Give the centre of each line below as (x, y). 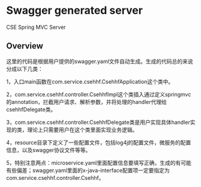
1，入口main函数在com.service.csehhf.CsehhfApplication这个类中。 (90, 81)
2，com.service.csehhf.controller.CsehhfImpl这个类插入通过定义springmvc (99, 94)
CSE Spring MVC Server (36, 27)
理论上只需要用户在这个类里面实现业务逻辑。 (82, 129)
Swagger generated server (74, 11)
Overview (25, 46)
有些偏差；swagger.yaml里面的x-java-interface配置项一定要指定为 (88, 170)
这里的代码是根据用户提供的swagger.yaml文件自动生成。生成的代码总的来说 (100, 61)
